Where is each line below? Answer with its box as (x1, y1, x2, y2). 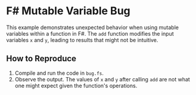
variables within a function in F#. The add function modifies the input (6, 30, 174, 37)
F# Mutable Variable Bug (6, 4, 131, 18)
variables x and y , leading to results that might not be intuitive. (6, 36, 158, 43)
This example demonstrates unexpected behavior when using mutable (6, 24, 179, 31)
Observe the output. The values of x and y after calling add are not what (14, 75, 191, 83)
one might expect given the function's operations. (14, 82, 138, 89)
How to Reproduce (6, 53, 76, 64)
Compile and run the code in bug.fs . (14, 69, 104, 77)
